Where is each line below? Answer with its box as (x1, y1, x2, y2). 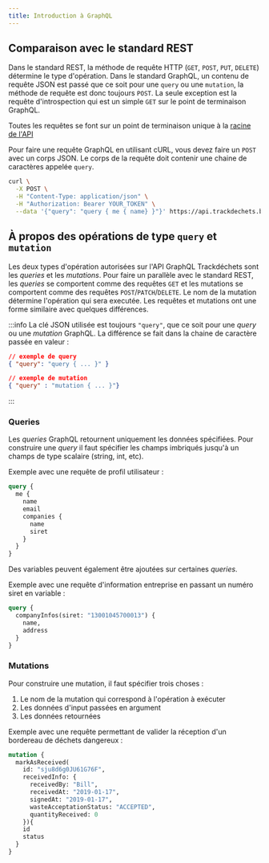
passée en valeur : (8, 336, 70, 346)
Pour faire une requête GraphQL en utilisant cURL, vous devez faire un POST (8, 145, 257, 155)
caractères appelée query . (8, 162, 94, 172)
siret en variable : (8, 588, 66, 598)
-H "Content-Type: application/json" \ (15, 193, 149, 201)
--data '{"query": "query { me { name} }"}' (15, 207, 167, 215)
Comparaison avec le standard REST (8, 42, 194, 55)
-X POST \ (15, 185, 48, 193)
